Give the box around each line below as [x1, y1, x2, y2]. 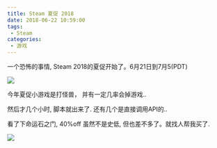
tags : [7, 23, 23, 30]
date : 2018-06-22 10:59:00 [7, 17, 86, 24]
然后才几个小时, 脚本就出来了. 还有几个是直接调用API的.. [7, 105, 168, 113]
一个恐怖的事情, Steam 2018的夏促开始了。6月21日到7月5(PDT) [7, 63, 188, 70]
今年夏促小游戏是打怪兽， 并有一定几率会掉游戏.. [7, 90, 147, 98]
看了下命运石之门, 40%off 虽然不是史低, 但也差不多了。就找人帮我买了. [7, 120, 210, 128]
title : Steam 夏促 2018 [7, 10, 74, 17]
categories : [7, 36, 42, 43]
